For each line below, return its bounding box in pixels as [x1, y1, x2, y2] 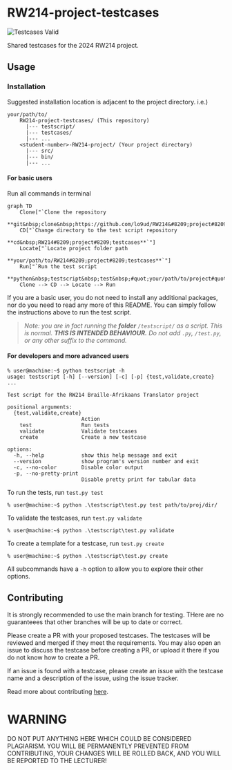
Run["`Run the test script [19, 263, 97, 270]
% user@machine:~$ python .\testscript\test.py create [7, 553, 168, 560]
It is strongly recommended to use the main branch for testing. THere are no [7, 610, 224, 619]
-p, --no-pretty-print [13, 470, 79, 478]
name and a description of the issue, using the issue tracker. [7, 674, 180, 682]
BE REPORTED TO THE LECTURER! [7, 756, 107, 764]
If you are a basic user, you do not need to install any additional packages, [7, 293, 219, 301]
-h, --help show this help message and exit [13, 452, 177, 459]
